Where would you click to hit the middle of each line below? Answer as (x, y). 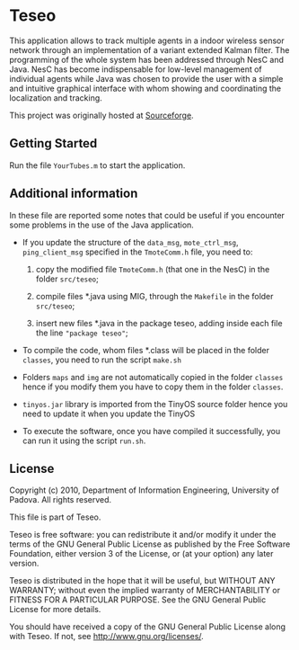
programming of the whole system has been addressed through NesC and (147, 59)
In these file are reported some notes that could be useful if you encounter (147, 215)
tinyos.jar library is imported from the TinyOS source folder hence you (155, 404)
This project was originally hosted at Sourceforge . (102, 115)
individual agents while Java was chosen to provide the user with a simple (146, 78)
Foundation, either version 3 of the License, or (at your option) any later (141, 554)
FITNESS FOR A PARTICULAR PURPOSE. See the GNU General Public (138, 600)
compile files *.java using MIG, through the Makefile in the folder (154, 296)
